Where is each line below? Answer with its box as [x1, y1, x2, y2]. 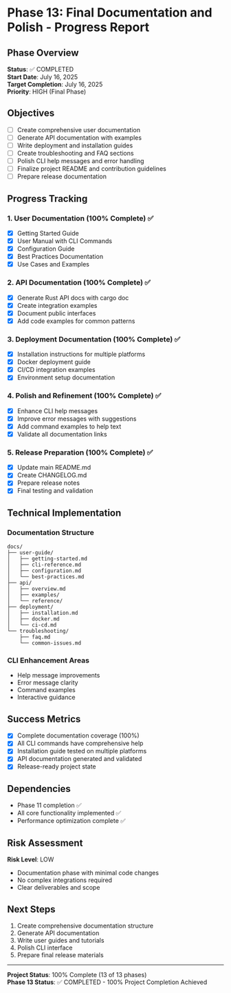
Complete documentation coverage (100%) [16, 731, 140, 740]
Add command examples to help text [16, 422, 122, 430]
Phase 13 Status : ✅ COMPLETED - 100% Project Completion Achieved [7, 978, 208, 986]
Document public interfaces [16, 309, 96, 317]
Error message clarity [16, 678, 78, 687]
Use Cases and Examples [16, 260, 89, 269]
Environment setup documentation [16, 373, 115, 381]
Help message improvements [16, 671, 100, 680]
